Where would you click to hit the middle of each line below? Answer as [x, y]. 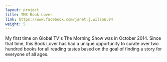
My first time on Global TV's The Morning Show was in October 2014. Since [83, 38]
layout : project [22, 10]
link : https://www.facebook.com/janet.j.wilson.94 [59, 19]
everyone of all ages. [27, 54]
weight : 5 [16, 24]
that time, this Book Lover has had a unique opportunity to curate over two [82, 44]
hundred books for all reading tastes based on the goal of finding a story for [83, 49]
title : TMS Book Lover [29, 15]
